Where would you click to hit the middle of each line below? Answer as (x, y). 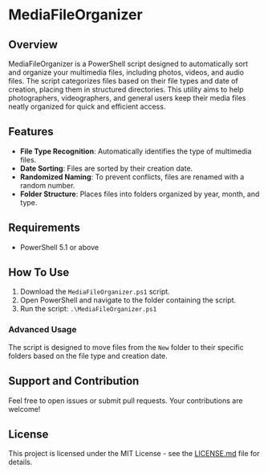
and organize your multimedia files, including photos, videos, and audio (126, 72)
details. (20, 462)
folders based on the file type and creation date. (88, 356)
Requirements (44, 228)
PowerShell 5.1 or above (59, 247)
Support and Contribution (74, 381)
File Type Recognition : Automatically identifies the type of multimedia (136, 151)
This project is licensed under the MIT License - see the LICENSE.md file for (134, 454)
